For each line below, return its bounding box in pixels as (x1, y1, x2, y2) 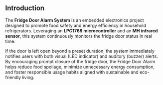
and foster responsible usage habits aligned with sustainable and (5, 69, 139, 75)
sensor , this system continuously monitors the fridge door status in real (5, 33, 153, 39)
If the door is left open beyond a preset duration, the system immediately (5, 48, 155, 54)
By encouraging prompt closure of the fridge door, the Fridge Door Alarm (5, 58, 156, 64)
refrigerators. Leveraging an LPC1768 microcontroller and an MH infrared (5, 27, 158, 34)
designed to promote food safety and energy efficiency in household (5, 22, 147, 28)
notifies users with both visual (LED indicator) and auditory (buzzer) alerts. (5, 53, 159, 59)
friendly (5, 74, 21, 80)
